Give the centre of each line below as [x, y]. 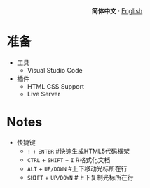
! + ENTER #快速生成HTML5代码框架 [79, 151]
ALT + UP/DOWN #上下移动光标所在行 [77, 168]
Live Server [44, 94]
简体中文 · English [117, 11]
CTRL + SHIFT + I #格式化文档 [69, 159]
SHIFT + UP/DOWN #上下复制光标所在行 [80, 177]
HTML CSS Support [56, 86]
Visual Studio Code [55, 70]
